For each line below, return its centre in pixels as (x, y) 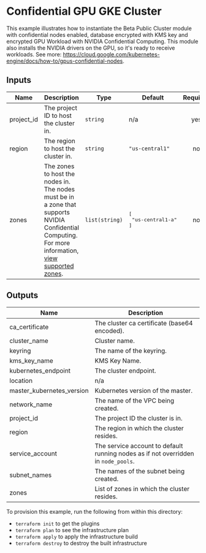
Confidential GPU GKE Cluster (84, 11)
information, (61, 250)
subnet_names (31, 475)
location (21, 381)
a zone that (60, 204)
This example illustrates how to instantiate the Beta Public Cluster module (99, 28)
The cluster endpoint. (125, 371)
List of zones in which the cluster (142, 489)
